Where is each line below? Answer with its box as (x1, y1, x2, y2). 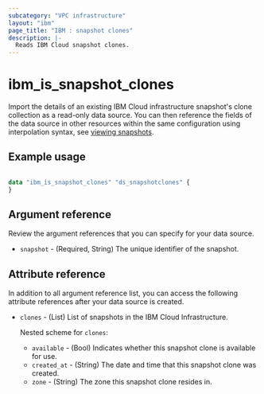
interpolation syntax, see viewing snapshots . (8, 127, 154, 137)
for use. (31, 352, 57, 361)
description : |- (8, 33, 62, 42)
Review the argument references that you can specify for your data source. (8, 228, 254, 239)
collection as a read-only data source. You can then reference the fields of (8, 111, 252, 120)
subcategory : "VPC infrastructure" (8, 11, 126, 20)
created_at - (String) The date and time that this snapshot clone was (31, 360, 257, 370)
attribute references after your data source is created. (8, 297, 184, 306)
